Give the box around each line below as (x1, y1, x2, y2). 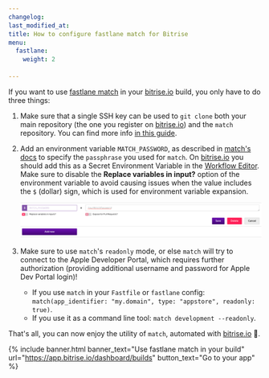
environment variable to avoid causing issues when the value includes (19, 178, 252, 187)
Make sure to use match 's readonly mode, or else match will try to (19, 246, 234, 257)
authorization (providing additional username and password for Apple (19, 264, 251, 273)
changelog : (8, 13, 45, 21)
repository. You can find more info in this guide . (19, 128, 177, 138)
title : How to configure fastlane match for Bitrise (8, 30, 189, 38)
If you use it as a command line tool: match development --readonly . (31, 314, 257, 323)
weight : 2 (22, 55, 56, 64)
